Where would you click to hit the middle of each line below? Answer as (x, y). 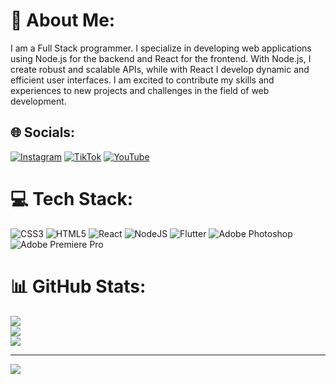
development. (38, 101)
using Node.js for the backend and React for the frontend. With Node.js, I (161, 58)
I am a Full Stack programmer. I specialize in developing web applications (161, 48)
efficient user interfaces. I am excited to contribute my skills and (142, 80)
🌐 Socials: (43, 132)
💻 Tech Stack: (72, 198)
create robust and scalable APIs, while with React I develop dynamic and (160, 69)
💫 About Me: (63, 20)
